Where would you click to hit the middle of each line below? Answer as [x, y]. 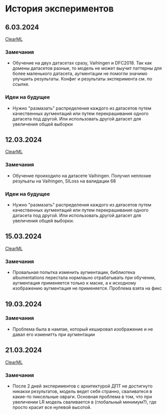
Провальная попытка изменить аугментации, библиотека [74, 272]
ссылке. [21, 84]
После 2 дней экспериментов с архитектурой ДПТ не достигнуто [83, 386]
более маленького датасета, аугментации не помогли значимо [80, 73]
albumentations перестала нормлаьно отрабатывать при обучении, [84, 277]
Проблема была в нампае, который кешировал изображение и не [83, 329]
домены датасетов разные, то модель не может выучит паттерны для [87, 68]
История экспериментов [59, 9]
